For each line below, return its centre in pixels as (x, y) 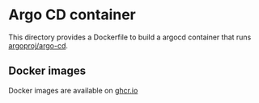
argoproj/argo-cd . (38, 45)
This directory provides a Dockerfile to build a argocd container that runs (130, 37)
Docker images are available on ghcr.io (73, 90)
